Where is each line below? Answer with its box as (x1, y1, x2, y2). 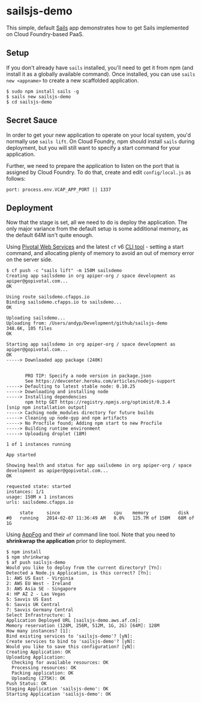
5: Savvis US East (6, 596, 52, 602)
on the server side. (6, 256, 53, 263)
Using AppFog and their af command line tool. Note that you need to (6, 531, 176, 538)
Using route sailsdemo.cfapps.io (6, 294, 90, 300)
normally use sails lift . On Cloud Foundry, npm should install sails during (6, 137, 195, 145)
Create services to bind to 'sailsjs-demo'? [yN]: (6, 639, 136, 645)
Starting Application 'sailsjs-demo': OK (6, 691, 112, 698)
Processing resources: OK (11, 665, 77, 671)
